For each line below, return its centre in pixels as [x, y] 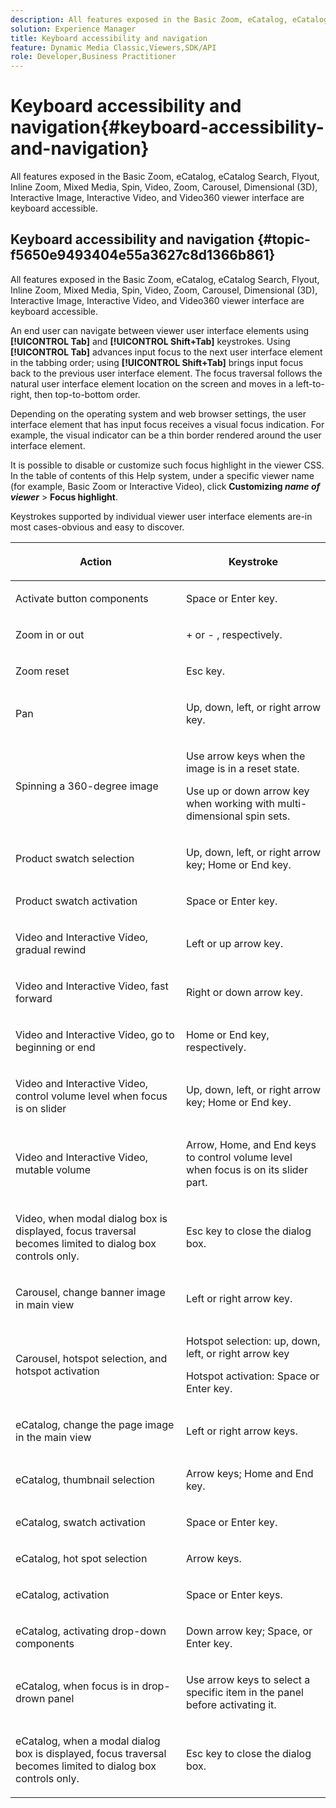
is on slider [41, 1108]
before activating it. [231, 1704]
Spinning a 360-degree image [87, 786]
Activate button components [82, 598]
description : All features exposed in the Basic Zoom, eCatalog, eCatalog [169, 19]
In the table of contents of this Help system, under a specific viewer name [162, 475]
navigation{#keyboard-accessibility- [167, 127]
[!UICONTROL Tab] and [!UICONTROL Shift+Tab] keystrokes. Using [150, 341]
